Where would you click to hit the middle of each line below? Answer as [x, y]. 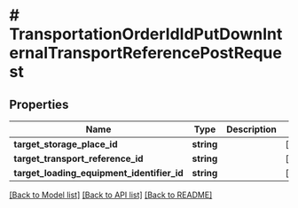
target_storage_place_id [66, 144]
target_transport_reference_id [78, 158]
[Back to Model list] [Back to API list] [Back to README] [111, 195]
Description [251, 129]
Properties [39, 104]
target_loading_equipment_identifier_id [98, 173]
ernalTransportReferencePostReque [145, 53]
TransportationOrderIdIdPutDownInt [146, 34]
